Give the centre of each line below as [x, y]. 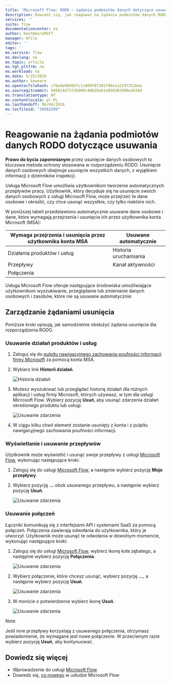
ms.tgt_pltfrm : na [25, 67]
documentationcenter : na [32, 29]
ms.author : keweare [26, 81]
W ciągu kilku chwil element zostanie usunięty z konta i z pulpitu [80, 425]
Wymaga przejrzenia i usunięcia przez [58, 235]
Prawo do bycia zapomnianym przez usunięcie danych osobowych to [79, 159]
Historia [122, 250]
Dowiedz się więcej [36, 658]
